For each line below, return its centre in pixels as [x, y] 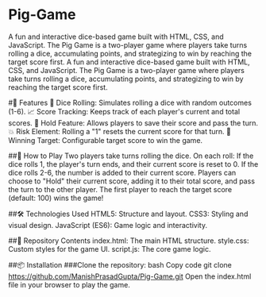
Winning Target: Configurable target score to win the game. [106, 140]
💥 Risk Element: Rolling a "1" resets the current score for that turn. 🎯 [120, 131]
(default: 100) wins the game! [56, 198]
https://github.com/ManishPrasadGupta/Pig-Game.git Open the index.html [130, 276]
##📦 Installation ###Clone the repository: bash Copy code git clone [120, 264]
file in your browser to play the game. [69, 284]
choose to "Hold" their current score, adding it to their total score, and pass [132, 181]
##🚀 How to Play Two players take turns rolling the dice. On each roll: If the [131, 156]
